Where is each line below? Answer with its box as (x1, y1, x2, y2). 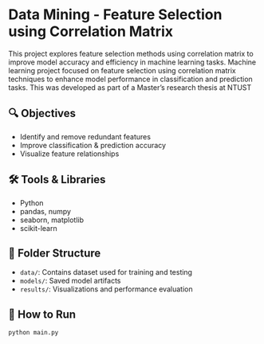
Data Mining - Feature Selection (8, 6, 223, 24)
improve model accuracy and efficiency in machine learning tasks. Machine (8, 57, 257, 67)
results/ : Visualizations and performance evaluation (19, 284, 193, 294)
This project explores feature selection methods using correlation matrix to (8, 49, 254, 58)
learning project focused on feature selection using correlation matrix (8, 65, 237, 75)
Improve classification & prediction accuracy (19, 140, 166, 150)
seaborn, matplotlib (19, 215, 85, 225)
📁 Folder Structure (8, 246, 101, 260)
